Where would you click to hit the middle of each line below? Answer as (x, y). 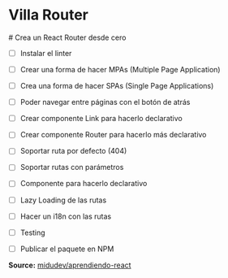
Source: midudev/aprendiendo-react (70, 265)
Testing (33, 232)
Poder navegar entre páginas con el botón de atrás (105, 102)
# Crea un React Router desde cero (67, 37)
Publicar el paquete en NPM (67, 249)
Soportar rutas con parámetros (72, 167)
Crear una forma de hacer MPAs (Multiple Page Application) (120, 69)
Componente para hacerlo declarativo (84, 184)
